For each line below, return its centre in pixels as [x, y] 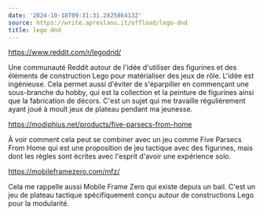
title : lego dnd [35, 30]
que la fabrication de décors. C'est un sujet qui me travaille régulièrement [127, 101]
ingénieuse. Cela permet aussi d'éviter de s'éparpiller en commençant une [129, 84]
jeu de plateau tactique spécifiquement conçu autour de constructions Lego [131, 195]
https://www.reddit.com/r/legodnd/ [65, 53]
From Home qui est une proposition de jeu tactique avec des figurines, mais [131, 148]
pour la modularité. [38, 203]
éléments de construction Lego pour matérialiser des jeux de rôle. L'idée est [131, 76]
